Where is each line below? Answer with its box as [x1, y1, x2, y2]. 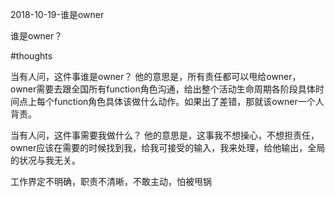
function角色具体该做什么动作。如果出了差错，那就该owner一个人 [53, 96, 325, 107]
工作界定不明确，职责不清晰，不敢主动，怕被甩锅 [10, 176, 212, 187]
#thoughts [10, 50, 53, 62]
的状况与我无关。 [10, 154, 81, 166]
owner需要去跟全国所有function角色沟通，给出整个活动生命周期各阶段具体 [10, 83, 316, 95]
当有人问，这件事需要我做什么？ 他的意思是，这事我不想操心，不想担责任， [10, 129, 320, 141]
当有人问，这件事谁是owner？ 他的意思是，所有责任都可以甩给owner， [10, 71, 302, 82]
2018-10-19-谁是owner [10, 9, 105, 20]
